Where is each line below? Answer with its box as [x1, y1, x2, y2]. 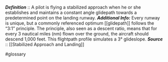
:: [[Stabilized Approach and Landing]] [5, 41, 85, 47]
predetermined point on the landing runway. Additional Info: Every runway [5, 15, 160, 20]
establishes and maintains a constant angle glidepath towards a [5, 9, 137, 15]
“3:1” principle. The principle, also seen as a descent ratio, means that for [5, 25, 157, 31]
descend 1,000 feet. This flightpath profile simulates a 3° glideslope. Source [5, 36, 163, 42]
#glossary [5, 51, 26, 57]
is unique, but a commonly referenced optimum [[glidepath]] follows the [5, 20, 154, 26]
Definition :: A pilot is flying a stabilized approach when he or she [5, 4, 141, 10]
